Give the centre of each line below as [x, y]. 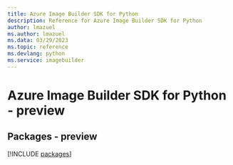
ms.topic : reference [38, 47]
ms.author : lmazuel [36, 34]
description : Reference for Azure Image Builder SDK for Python [105, 21]
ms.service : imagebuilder [46, 60]
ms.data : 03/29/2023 [38, 41]
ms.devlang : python [36, 54]
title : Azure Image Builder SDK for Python [73, 14]
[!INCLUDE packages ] [40, 154]
